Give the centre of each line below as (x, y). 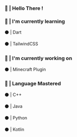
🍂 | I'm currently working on (38, 59)
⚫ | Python (16, 117)
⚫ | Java (13, 106)
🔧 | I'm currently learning (35, 21)
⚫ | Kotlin (14, 129)
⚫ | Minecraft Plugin (25, 69)
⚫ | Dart (13, 32)
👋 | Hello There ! (24, 8)
